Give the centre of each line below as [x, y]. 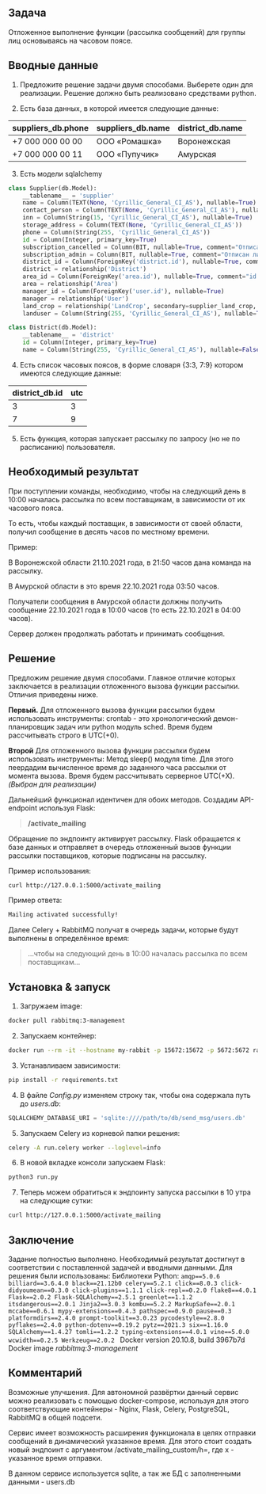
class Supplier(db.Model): [53, 188]
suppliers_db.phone [51, 128]
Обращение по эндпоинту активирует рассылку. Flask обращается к [124, 838]
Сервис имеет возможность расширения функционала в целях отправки [132, 1432]
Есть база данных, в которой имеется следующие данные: [119, 108]
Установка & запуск [59, 987]
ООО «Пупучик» [128, 154]
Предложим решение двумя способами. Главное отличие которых [122, 677]
